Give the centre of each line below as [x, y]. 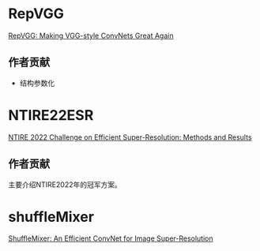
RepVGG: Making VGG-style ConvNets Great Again [91, 36]
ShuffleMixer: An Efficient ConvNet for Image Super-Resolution [111, 238]
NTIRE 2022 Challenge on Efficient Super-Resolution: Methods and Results [130, 137]
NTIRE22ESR [51, 115]
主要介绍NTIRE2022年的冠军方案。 [65, 184]
